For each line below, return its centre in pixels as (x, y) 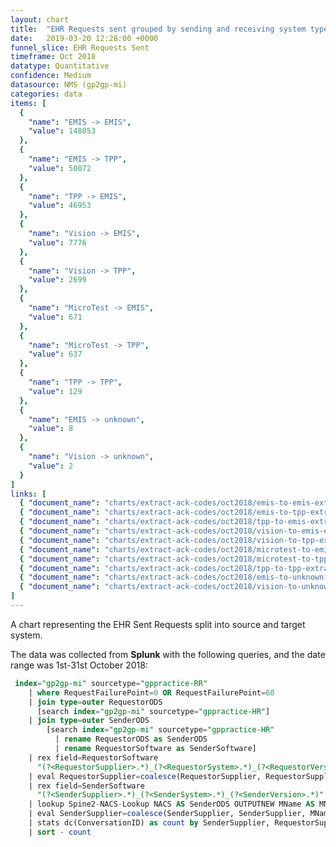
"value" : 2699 (57, 280)
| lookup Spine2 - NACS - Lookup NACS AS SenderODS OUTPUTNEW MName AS (171, 804)
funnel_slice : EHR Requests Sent (80, 47)
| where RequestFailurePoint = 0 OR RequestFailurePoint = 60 (151, 692)
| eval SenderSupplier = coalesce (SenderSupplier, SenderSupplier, (167, 814)
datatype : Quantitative (60, 66)
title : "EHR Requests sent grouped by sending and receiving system (158, 29)
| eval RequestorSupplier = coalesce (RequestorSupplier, (145, 776)
